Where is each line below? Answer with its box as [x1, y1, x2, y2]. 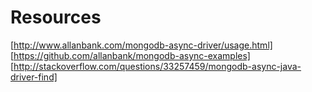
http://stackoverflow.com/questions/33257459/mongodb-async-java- [13, 60, 302, 72]
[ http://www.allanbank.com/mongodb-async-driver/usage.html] [10, 39, 273, 51]
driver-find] [10, 71, 58, 83]
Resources [10, 6, 102, 29]
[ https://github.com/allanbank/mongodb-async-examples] [10, 49, 251, 61]
